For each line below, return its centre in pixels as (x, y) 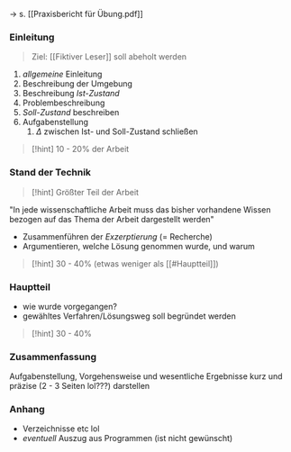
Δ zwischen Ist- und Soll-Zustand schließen (117, 131)
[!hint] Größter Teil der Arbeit (85, 192)
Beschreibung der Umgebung (77, 84)
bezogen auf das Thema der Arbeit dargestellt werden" (112, 219)
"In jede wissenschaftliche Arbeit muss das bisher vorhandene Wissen (140, 209)
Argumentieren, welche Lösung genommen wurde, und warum (138, 246)
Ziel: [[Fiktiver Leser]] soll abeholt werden (109, 57)
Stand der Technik (50, 173)
